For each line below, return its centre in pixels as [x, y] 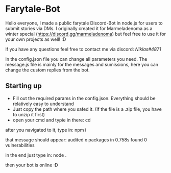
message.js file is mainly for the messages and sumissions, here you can [82, 64]
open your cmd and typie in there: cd [52, 120]
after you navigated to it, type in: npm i [46, 130]
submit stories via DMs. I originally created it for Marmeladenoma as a [79, 28]
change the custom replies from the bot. [48, 70]
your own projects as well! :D [36, 39]
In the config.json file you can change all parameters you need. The [76, 59]
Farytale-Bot [33, 9]
